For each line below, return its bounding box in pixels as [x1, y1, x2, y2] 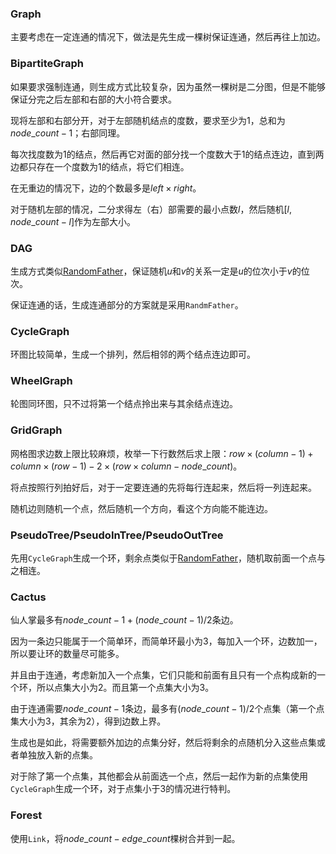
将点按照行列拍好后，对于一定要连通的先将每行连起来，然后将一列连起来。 [10, 481, 317, 493]
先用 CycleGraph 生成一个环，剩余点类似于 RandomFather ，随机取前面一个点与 [10, 552, 326, 564]
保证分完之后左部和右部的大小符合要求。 [10, 93, 177, 105]
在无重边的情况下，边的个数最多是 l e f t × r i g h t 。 [10, 182, 202, 194]
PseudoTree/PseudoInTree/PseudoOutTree [10, 528, 224, 542]
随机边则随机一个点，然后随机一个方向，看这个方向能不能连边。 [10, 502, 273, 514]
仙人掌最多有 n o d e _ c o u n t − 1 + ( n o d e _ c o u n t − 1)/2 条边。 [10, 614, 239, 626]
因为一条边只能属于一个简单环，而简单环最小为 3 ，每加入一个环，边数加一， [10, 635, 323, 647]
